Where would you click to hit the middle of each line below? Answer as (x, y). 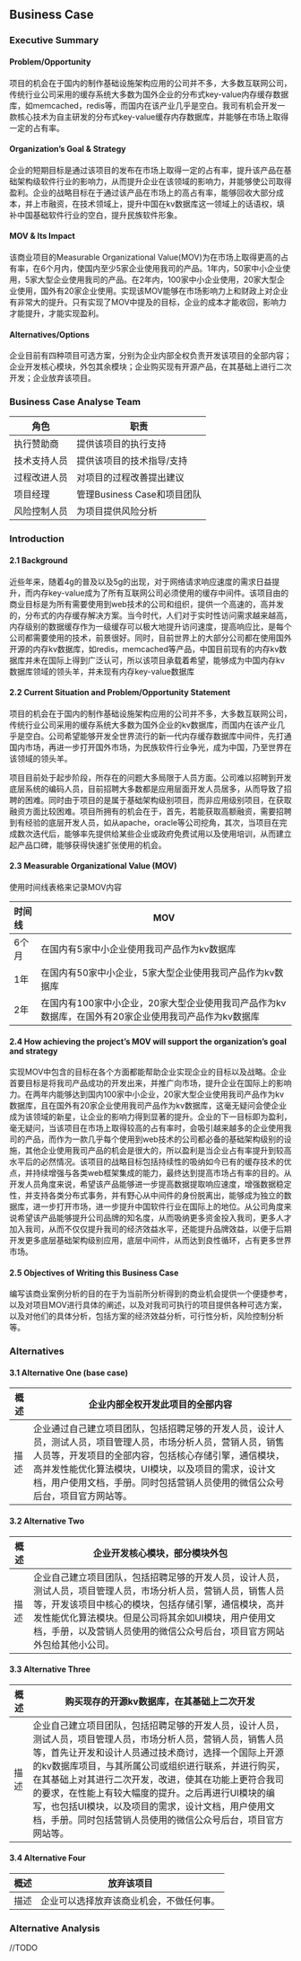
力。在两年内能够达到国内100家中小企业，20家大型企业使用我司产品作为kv (147, 1094)
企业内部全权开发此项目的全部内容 (160, 1405)
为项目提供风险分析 (117, 511)
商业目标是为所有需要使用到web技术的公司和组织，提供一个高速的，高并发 (146, 604)
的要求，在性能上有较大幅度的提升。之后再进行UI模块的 (150, 1793)
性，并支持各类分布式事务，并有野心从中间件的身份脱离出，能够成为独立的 (146, 1196)
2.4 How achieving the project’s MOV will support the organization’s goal (148, 1041)
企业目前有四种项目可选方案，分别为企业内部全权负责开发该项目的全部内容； (150, 356)
